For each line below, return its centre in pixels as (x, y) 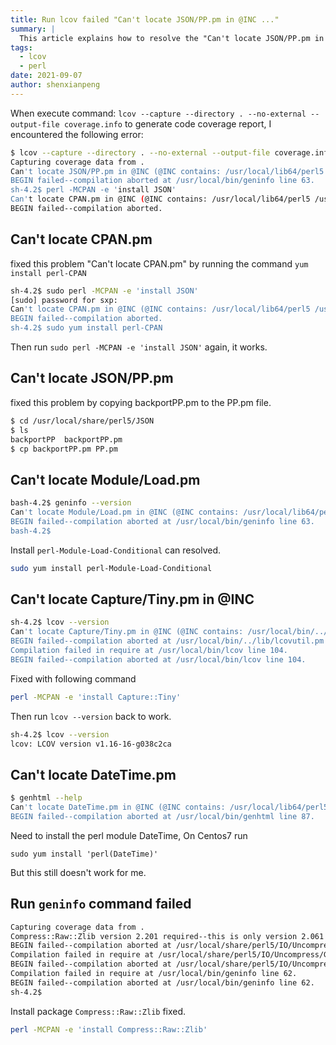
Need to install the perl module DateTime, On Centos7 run (129, 835)
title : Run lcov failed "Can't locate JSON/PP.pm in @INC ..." (145, 19)
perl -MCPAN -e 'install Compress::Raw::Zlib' (109, 1029)
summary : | (33, 29)
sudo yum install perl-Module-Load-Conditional (111, 568)
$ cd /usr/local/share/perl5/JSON (82, 421)
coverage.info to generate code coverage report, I (167, 123)
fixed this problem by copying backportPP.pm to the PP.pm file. (141, 402)
